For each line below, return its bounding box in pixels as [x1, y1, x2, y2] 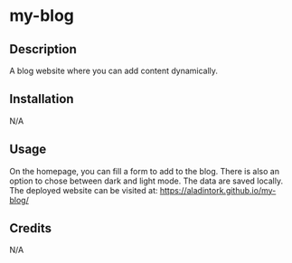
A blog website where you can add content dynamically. [9, 65, 219, 76]
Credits [9, 221, 52, 236]
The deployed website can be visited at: [9, 184, 158, 195]
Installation [9, 91, 74, 107]
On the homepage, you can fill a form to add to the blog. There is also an [9, 165, 280, 176]
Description [9, 42, 77, 57]
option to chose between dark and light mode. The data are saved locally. [9, 175, 283, 186]
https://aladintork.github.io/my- [159, 184, 277, 195]
